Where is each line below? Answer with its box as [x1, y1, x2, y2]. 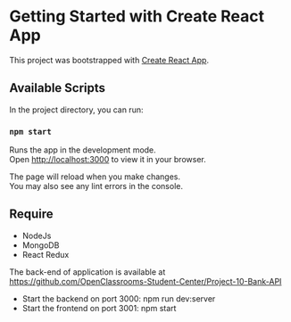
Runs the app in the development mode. [9, 144, 156, 155]
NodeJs [21, 230, 52, 241]
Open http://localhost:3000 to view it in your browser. [9, 154, 207, 165]
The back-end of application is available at [9, 266, 166, 277]
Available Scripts [9, 80, 105, 95]
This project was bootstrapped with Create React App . [9, 54, 210, 65]
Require [9, 207, 54, 222]
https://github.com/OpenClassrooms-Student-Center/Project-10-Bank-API [9, 276, 282, 286]
